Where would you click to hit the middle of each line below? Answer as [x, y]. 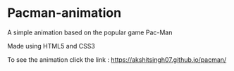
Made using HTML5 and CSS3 [51, 46]
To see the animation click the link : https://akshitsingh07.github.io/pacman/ [117, 59]
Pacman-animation [64, 13]
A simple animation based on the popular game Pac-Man [90, 32]
